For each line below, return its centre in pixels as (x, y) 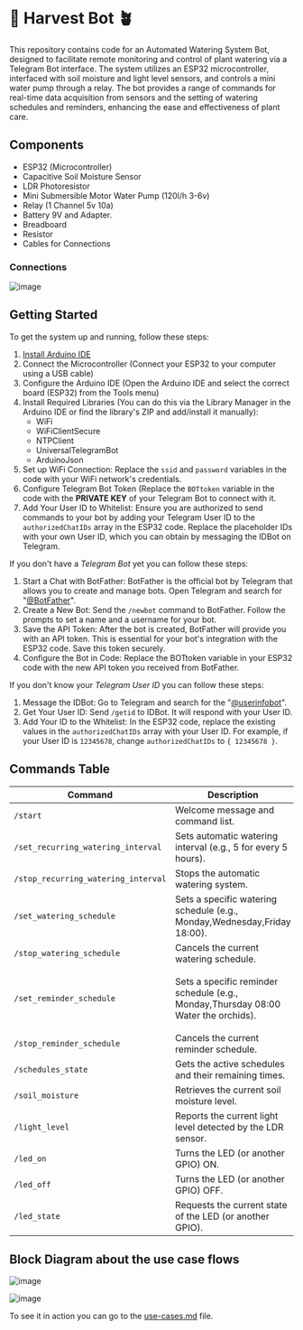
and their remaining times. (230, 1074)
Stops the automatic (218, 873)
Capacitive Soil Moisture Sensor (82, 176)
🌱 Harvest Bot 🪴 (72, 19)
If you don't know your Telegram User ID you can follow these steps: (137, 684)
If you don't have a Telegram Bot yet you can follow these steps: (129, 563)
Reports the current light (227, 1115)
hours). (190, 858)
